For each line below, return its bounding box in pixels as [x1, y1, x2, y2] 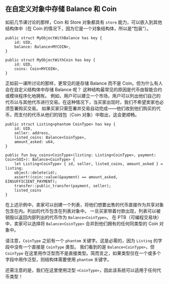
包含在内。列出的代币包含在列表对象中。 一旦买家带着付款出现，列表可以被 [5, 208, 161, 214]
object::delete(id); [14, 170, 57, 175]
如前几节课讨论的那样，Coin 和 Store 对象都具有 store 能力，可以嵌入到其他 [5, 19, 162, 25]
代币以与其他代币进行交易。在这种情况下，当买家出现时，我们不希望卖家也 [5, 99, 159, 105]
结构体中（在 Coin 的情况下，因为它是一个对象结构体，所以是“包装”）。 [5, 25, 151, 31]
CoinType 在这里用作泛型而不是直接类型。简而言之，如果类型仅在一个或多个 [5, 250, 161, 256]
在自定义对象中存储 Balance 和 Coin [5, 5, 117, 14]
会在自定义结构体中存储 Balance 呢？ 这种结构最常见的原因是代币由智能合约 [5, 86, 162, 92]
